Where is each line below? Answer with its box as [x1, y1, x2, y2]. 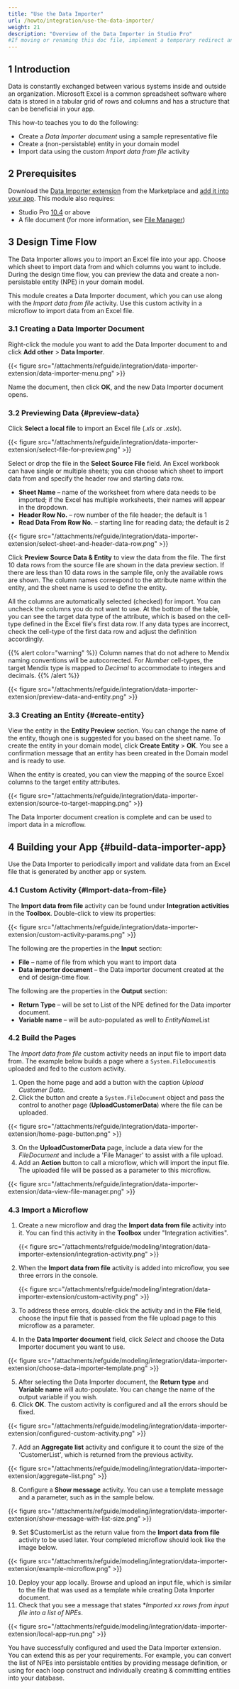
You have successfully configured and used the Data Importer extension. [8, 1644, 221, 1652]
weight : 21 [8, 23, 40, 31]
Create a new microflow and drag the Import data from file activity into [18, 1221, 226, 1230]
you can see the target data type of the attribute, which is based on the [8, 612, 216, 621]
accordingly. [8, 635, 45, 643]
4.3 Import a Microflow [8, 1205, 89, 1215]
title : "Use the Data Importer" [8, 10, 104, 18]
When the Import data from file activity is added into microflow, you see [18, 1264, 230, 1272]
